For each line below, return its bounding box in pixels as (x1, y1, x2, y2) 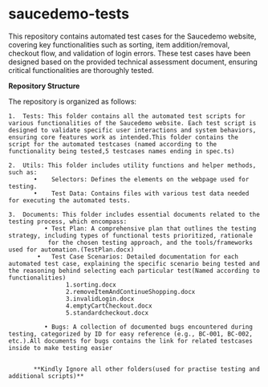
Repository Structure (8, 81, 80, 91)
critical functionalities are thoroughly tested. (8, 65, 154, 75)
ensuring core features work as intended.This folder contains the (8, 133, 239, 141)
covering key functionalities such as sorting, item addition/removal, (8, 39, 230, 49)
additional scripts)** (8, 372, 84, 380)
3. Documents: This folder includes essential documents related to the (8, 210, 261, 218)
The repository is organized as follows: (8, 96, 137, 106)
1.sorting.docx (65, 280, 116, 289)
